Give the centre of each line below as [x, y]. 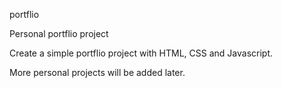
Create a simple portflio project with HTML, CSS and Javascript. [141, 53]
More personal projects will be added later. [97, 72]
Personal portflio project [59, 33]
